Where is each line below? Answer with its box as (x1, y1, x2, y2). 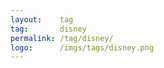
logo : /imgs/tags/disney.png (10, 42, 155, 53)
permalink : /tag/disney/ (10, 33, 114, 43)
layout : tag (10, 14, 74, 25)
